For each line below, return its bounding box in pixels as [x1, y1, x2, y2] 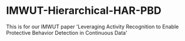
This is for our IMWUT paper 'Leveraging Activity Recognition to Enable [6, 23, 179, 30]
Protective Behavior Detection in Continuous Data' [6, 29, 127, 36]
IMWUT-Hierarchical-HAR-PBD [6, 4, 162, 17]
